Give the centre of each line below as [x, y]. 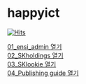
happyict [34, 13]
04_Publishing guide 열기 [43, 73]
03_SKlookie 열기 [32, 64]
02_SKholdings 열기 [36, 55]
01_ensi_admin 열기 [35, 46]
